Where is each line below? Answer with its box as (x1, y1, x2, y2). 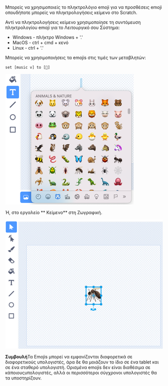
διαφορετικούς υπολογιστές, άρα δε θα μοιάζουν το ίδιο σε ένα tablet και (5, 359, 159, 365)
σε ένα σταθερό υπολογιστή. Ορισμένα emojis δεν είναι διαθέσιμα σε (5, 364, 151, 370)
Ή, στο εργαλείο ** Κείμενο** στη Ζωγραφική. (5, 210, 102, 215)
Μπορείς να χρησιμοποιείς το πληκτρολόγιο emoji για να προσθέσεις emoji (5, 5, 162, 10)
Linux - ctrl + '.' (12, 45, 44, 51)
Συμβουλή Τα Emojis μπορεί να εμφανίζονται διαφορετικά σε (5, 353, 132, 359)
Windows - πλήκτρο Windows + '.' (12, 35, 83, 40)
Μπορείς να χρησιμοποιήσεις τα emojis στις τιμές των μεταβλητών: (5, 55, 146, 61)
